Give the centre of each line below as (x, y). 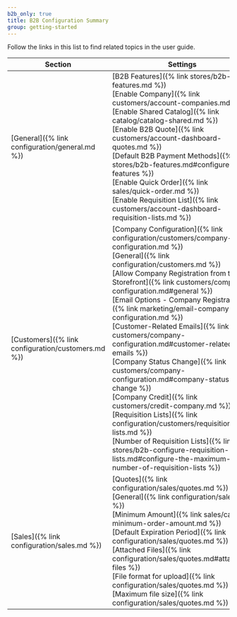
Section (58, 64)
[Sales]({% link (36, 536)
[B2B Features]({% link (150, 76)
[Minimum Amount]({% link (157, 515)
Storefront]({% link (143, 282)
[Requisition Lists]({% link (155, 415)
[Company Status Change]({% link (169, 362)
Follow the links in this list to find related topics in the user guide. (101, 47)
